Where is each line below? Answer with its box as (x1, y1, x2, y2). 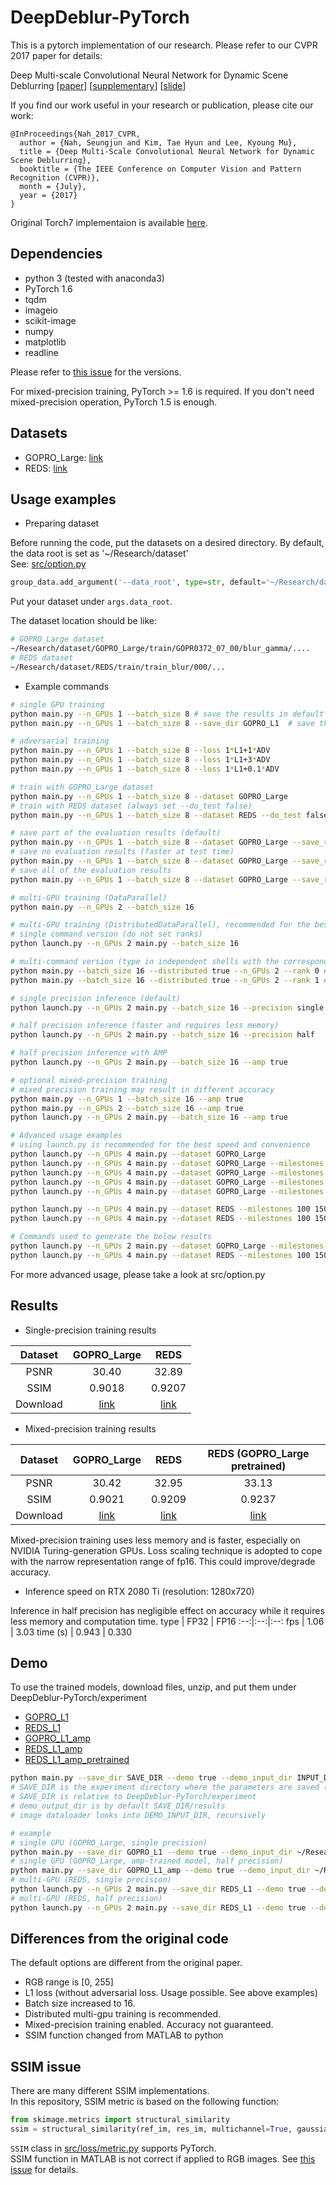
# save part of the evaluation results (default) (10, 828, 222, 838)
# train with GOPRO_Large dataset (10, 782, 155, 792)
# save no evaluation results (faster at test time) (10, 847, 235, 857)
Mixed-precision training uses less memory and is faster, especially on (10, 1534, 301, 1546)
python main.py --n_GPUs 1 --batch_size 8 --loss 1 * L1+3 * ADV (10, 755, 271, 765)
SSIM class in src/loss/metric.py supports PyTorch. (10, 2142, 217, 2154)
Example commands (24, 680, 110, 692)
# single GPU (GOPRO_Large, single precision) (10, 1837, 208, 1848)
